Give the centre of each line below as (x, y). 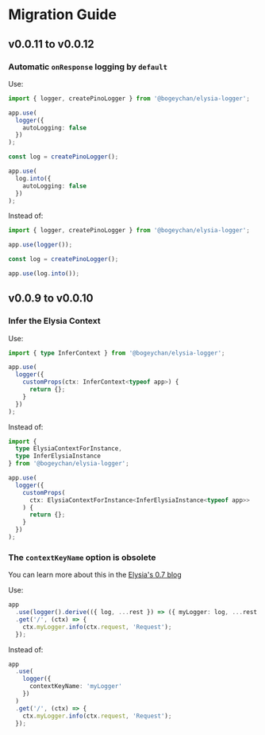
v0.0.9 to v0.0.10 (51, 299)
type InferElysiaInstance (58, 456)
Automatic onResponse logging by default (88, 67)
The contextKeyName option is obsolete (82, 557)
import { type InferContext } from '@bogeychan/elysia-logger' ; (117, 353)
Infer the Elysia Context (54, 321)
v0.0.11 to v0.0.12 (52, 44)
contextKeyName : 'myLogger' (76, 686)
